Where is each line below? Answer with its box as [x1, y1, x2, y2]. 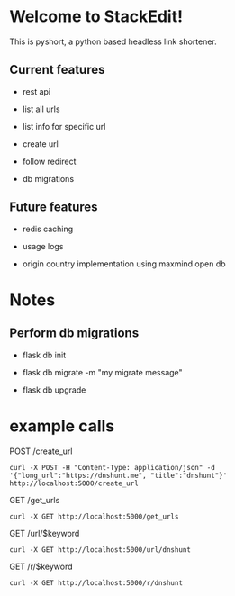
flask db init [22, 349, 66, 360]
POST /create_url [9, 446, 73, 456]
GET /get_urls [9, 494, 60, 505]
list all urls [22, 104, 60, 114]
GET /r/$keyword [9, 561, 74, 572]
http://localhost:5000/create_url [9, 479, 140, 488]
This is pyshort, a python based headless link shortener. [9, 36, 218, 47]
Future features [9, 200, 98, 215]
